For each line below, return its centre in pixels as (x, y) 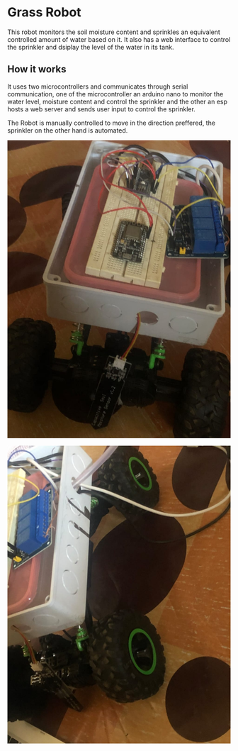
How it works (37, 69)
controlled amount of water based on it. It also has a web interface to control (119, 39)
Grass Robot (44, 12)
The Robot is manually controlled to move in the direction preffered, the (112, 123)
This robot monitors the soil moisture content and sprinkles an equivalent (114, 32)
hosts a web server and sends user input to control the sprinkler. (102, 109)
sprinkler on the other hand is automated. (68, 130)
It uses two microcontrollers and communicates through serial (98, 87)
